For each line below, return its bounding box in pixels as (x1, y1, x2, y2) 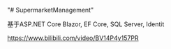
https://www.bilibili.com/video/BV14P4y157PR (7, 34, 139, 42)
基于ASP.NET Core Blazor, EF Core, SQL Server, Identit (7, 20, 165, 28)
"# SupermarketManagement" (7, 6, 94, 14)
